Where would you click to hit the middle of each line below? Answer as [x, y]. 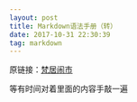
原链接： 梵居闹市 [41, 70]
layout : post [34, 18]
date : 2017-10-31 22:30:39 [60, 34]
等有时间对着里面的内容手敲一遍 [68, 89]
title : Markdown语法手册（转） [63, 26]
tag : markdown [36, 43]
